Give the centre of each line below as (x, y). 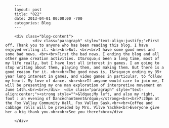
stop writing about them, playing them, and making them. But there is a (85, 68)
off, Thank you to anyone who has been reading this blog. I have (77, 45)
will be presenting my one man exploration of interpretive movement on (83, 85)
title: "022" (28, 14)
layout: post (28, 10)
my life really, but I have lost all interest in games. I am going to (82, 63)
